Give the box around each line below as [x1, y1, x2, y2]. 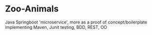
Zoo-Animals [5, 3, 59, 14]
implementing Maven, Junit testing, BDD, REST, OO [5, 24, 107, 30]
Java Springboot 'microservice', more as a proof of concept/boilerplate [5, 19, 147, 25]
